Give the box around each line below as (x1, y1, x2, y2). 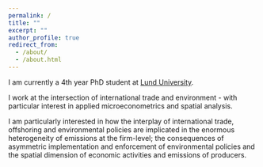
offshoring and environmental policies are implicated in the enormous (8, 124, 235, 135)
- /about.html (15, 56, 62, 64)
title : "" (8, 19, 41, 27)
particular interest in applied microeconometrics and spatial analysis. (8, 101, 233, 111)
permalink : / (8, 11, 51, 20)
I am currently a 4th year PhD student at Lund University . (8, 77, 194, 87)
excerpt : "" (8, 26, 48, 34)
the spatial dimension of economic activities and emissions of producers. (8, 150, 247, 159)
